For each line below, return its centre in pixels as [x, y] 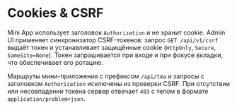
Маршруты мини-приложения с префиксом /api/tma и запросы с [106, 76]
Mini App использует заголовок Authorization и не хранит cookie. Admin [116, 32]
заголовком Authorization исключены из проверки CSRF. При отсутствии [119, 83]
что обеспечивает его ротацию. [56, 62]
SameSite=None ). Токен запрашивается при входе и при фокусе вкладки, [115, 55]
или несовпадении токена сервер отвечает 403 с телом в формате [108, 91]
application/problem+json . [46, 98]
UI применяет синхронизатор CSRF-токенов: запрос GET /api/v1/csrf [113, 39]
